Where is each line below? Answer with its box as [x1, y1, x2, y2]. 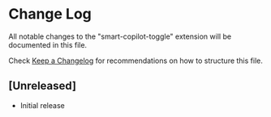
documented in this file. [8, 40, 88, 49]
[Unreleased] [8, 79, 77, 93]
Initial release [19, 100, 65, 110]
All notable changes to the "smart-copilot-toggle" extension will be [8, 31, 232, 41]
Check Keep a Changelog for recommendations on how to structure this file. [8, 56, 264, 65]
